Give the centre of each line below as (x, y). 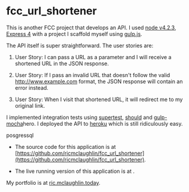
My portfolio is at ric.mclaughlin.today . (53, 182)
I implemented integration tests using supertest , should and (79, 117)
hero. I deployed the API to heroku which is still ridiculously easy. (103, 123)
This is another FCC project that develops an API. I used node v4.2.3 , (91, 28)
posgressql (20, 135)
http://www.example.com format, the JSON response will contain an (99, 81)
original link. (30, 105)
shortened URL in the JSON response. (62, 63)
